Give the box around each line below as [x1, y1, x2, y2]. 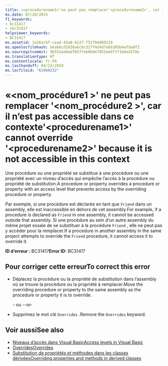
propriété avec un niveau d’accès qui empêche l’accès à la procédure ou [5, 175, 155, 181]
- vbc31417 [5, 26, 28, 31]
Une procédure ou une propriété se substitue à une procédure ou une [5, 170, 149, 176]
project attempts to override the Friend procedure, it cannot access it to [5, 233, 153, 239]
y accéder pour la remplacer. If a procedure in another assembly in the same [5, 228, 161, 234]
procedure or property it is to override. [12, 292, 92, 298]
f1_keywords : [5, 17, 32, 22]
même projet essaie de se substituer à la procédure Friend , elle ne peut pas [5, 222, 162, 228]
